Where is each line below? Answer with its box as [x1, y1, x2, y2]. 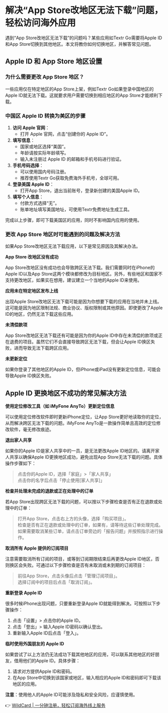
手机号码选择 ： [12, 162, 44, 168]
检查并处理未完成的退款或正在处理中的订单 [5, 488, 94, 494]
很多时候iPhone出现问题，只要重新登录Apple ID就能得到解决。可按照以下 [5, 600, 156, 606]
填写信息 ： [12, 137, 35, 143]
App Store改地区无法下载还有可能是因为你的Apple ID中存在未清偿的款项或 [5, 332, 158, 338]
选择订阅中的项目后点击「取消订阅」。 [17, 579, 95, 585]
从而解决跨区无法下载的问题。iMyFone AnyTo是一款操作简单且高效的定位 [5, 420, 156, 426]
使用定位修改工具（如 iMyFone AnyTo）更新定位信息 [5, 403, 115, 409]
